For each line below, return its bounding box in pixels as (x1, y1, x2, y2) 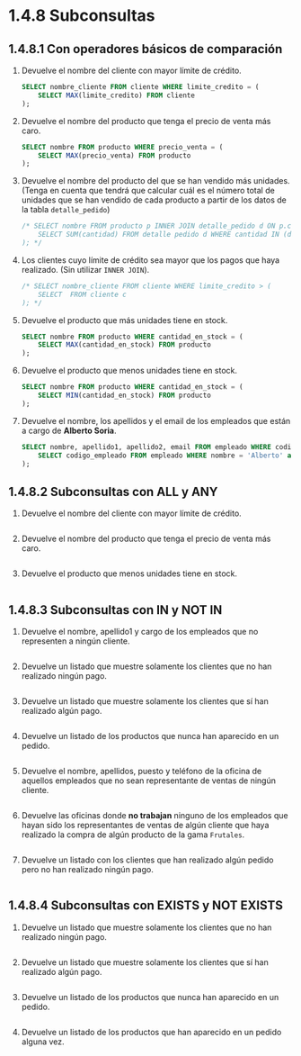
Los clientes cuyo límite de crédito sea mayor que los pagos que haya (21, 254, 280, 266)
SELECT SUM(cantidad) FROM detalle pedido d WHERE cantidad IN (38, 230, 279, 239)
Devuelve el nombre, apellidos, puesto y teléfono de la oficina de (21, 766, 262, 776)
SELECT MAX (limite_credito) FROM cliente (38, 91, 195, 100)
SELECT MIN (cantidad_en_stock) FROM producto (38, 391, 212, 400)
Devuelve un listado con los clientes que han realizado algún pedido (21, 854, 274, 865)
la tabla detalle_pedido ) (21, 204, 111, 215)
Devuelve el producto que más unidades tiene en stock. (21, 314, 228, 325)
